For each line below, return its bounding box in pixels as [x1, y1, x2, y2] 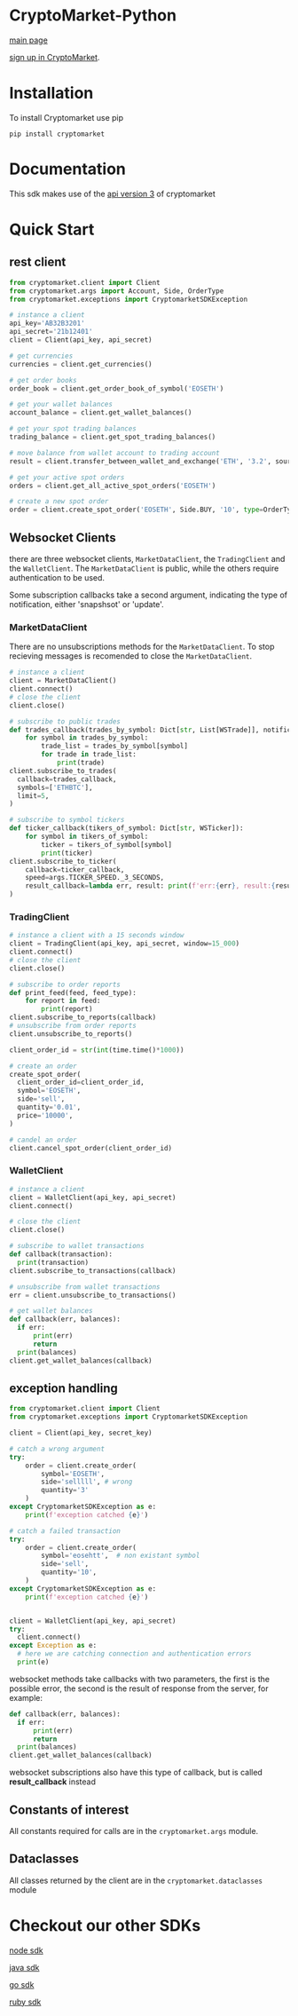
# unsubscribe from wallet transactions [9, 1282, 161, 1292]
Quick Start [9, 219, 95, 240]
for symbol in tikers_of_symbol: [25, 832, 149, 842]
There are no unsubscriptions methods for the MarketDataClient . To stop [9, 641, 275, 652]
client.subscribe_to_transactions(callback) [9, 1266, 176, 1275]
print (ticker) [41, 849, 93, 858]
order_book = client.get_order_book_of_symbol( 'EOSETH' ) [9, 383, 224, 393]
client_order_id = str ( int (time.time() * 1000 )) [9, 1045, 184, 1055]
